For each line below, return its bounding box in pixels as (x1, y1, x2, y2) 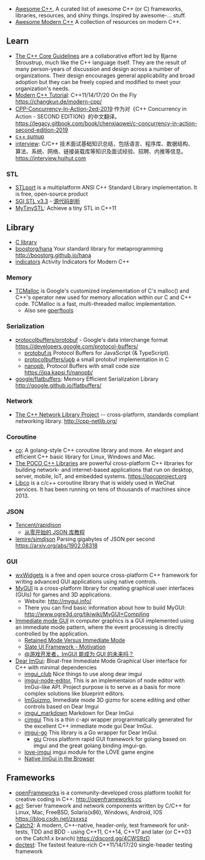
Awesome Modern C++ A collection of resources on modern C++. (15, 18, 181, 25)
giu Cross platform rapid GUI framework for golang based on (33, 735, 186, 742)
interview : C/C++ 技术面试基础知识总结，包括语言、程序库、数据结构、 (15, 140, 194, 147)
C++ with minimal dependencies (15, 663, 97, 671)
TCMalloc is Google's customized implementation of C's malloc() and (15, 287, 190, 295)
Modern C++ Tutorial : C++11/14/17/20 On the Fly (15, 91, 137, 99)
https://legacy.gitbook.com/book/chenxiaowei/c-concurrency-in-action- (15, 120, 198, 127)
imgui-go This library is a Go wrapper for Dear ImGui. (24, 729, 159, 736)
